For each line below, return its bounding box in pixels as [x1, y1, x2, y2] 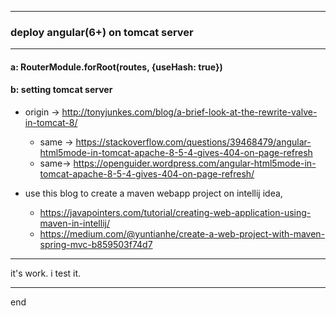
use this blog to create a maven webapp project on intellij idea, [24, 187, 283, 200]
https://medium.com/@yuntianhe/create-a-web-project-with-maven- [39, 228, 326, 240]
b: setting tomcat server [10, 84, 113, 96]
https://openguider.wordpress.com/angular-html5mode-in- [73, 157, 317, 170]
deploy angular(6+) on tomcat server [10, 25, 194, 39]
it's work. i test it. [10, 267, 82, 280]
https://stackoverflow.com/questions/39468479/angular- [75, 136, 312, 148]
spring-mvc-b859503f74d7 [39, 239, 153, 251]
